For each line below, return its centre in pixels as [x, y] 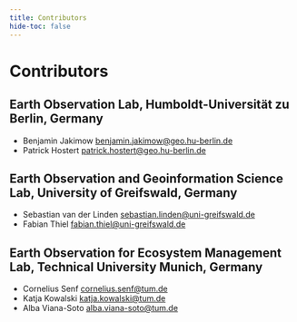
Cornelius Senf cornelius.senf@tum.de [95, 289]
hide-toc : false [40, 26]
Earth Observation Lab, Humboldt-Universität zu [149, 105]
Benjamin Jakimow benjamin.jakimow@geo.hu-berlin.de [128, 141]
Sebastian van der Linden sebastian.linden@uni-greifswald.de [139, 215]
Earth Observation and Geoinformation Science [146, 178]
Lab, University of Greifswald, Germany [124, 193]
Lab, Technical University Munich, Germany [136, 267]
